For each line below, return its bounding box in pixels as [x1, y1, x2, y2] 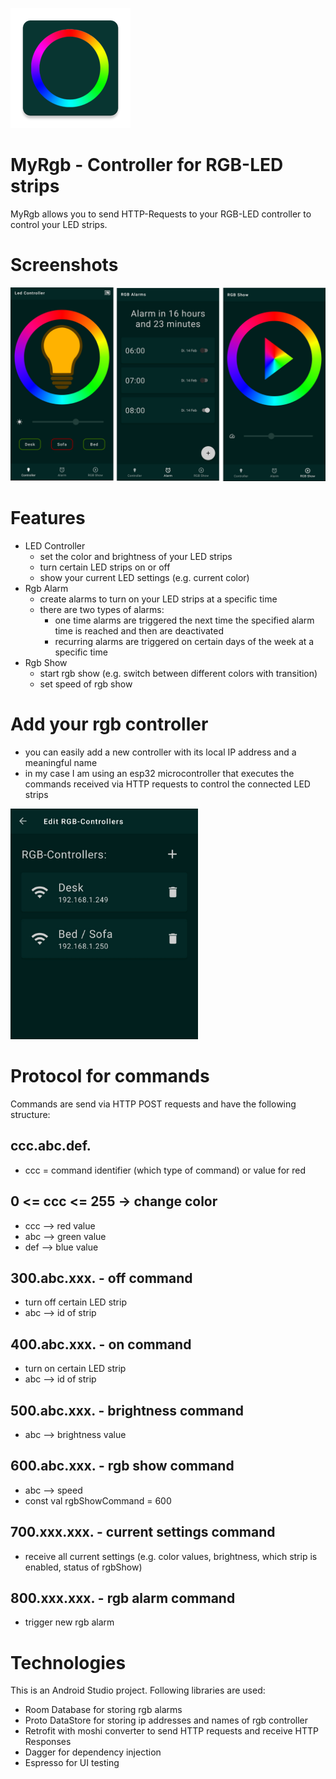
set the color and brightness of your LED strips [39, 550, 233, 562]
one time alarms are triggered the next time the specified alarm [54, 614, 315, 626]
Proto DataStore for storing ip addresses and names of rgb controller [24, 1714, 309, 1727]
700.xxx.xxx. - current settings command [10, 1524, 276, 1541]
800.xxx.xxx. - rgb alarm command [10, 1590, 236, 1607]
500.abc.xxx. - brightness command [10, 1402, 245, 1419]
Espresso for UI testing [24, 1757, 120, 1769]
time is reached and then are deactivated [54, 624, 224, 637]
